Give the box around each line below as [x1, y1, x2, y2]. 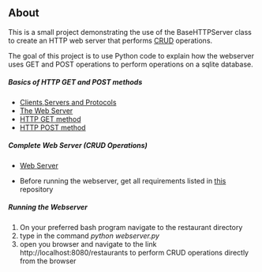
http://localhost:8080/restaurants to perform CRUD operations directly [19, 247, 249, 257]
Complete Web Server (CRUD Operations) [8, 141, 148, 150]
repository [19, 184, 54, 194]
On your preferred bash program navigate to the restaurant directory [19, 222, 243, 232]
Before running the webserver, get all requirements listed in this [19, 176, 226, 185]
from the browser [19, 256, 77, 266]
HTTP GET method [19, 114, 81, 123]
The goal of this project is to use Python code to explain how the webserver [8, 51, 255, 60]
